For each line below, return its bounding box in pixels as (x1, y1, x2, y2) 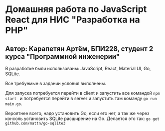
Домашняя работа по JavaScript (5, 3, 147, 15)
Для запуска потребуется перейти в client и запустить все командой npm (5, 90, 161, 96)
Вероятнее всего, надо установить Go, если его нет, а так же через (5, 111, 150, 116)
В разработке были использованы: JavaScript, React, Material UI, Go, (5, 66, 151, 71)
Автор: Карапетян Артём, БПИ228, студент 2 (5, 44, 154, 53)
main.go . (5, 101, 22, 107)
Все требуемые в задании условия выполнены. (5, 81, 106, 86)
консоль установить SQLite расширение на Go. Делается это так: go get (5, 116, 160, 122)
